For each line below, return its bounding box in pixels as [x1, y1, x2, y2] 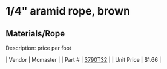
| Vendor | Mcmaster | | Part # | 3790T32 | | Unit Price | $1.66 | [5, 56, 162, 63]
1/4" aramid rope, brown [5, 4, 131, 18]
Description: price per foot [5, 44, 72, 51]
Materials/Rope [5, 28, 65, 39]
